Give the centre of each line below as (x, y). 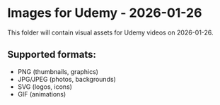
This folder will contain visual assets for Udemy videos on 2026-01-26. (110, 32)
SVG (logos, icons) (45, 87)
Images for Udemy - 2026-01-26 (105, 13)
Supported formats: (52, 55)
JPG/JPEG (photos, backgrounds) (67, 79)
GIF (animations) (42, 94)
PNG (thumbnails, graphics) (58, 71)
